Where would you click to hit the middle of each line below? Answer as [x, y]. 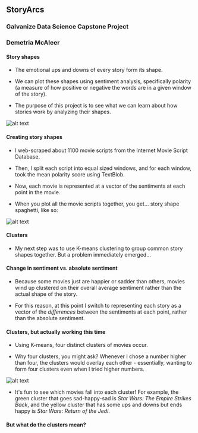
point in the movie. [37, 192]
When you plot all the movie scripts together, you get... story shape [97, 204]
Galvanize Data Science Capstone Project [67, 27]
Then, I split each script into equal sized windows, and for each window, [103, 168]
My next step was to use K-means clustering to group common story [99, 248]
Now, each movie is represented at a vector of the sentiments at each [100, 186]
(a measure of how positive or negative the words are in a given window [103, 88]
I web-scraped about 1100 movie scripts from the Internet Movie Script [101, 150]
